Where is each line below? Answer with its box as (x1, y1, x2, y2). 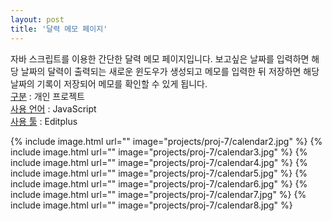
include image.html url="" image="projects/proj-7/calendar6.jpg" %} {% (10, 177, 308, 190)
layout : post (10, 14, 65, 25)
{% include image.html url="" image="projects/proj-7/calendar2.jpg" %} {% (10, 135, 323, 147)
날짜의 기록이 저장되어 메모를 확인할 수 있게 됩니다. (10, 77, 208, 90)
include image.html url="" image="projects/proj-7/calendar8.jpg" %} (10, 199, 293, 211)
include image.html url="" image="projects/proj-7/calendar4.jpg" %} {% (10, 156, 308, 168)
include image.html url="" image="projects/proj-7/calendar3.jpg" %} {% (10, 146, 308, 158)
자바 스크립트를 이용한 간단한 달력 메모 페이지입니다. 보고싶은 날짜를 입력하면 (10, 52, 310, 65)
